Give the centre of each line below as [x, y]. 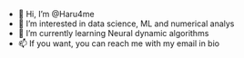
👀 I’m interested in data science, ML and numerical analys [126, 24]
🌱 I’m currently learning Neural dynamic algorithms [113, 33]
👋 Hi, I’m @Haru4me [56, 14]
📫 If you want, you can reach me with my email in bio [119, 43]
